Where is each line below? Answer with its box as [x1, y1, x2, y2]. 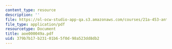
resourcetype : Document [5, 27, 56, 32]
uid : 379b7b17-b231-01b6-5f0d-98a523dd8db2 [5, 36, 100, 41]
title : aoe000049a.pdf [5, 31, 54, 36]
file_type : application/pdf [5, 21, 66, 27]
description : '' [5, 12, 40, 17]
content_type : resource [5, 7, 56, 13]
